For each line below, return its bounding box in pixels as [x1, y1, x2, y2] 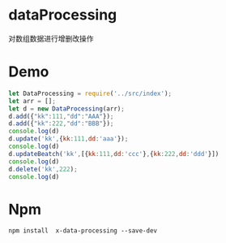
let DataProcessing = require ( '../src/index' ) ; [8, 89, 173, 98]
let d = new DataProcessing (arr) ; [8, 104, 126, 113]
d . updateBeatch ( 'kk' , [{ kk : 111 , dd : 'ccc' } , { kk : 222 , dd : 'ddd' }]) [8, 150, 220, 158]
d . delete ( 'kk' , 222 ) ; [8, 165, 79, 173]
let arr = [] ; [8, 97, 57, 105]
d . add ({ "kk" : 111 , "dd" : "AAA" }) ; [8, 112, 114, 120]
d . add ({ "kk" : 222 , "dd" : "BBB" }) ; [8, 119, 114, 128]
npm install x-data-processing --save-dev [8, 227, 158, 235]
